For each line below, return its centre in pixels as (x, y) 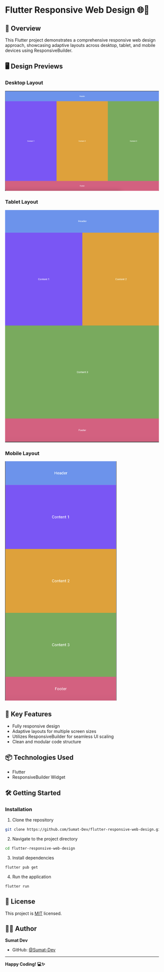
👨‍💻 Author (21, 928)
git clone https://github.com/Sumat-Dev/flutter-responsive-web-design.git (84, 830)
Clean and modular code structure (47, 741)
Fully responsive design (36, 726)
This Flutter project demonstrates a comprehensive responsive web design (81, 40)
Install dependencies (33, 858)
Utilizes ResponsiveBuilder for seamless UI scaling (63, 736)
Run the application (31, 877)
